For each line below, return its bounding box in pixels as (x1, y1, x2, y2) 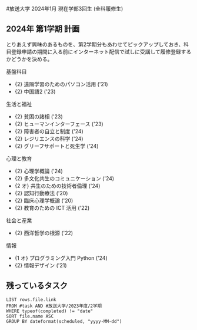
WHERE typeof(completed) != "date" (6, 308, 94, 314)
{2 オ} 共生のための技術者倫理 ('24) (14, 182, 101, 189)
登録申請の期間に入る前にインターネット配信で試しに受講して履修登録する (11, 48, 192, 55)
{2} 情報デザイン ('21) (14, 262, 67, 269)
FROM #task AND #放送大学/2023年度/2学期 (6, 303, 102, 309)
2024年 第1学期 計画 (6, 24, 80, 34)
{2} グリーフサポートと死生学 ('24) (14, 142, 99, 149)
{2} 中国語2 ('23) (14, 88, 56, 95)
